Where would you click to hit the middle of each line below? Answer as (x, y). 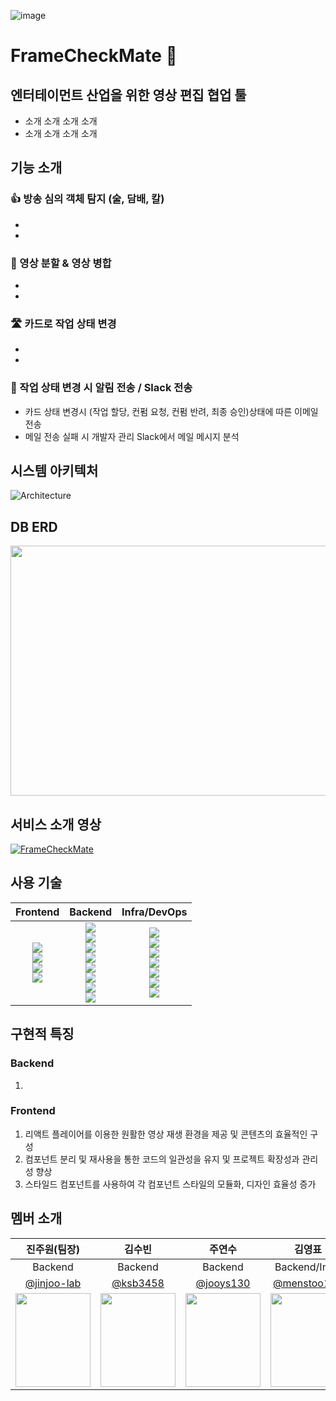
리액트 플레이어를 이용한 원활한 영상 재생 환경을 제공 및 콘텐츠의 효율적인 (166, 1134)
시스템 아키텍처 (54, 470)
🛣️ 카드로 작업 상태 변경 (63, 323)
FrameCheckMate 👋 (94, 56)
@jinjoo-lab (53, 1283)
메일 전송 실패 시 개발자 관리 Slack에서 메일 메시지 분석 (132, 436)
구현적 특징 (42, 1034)
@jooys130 (223, 1283)
